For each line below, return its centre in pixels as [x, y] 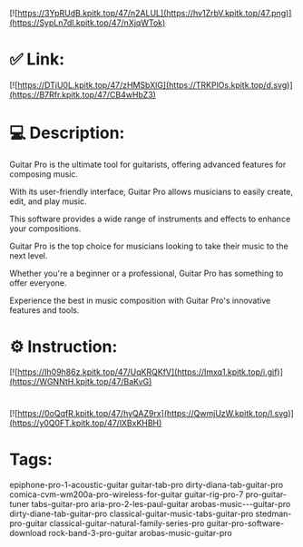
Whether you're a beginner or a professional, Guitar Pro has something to [147, 273]
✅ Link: [37, 59]
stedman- [274, 513]
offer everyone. [38, 283]
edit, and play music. [49, 201]
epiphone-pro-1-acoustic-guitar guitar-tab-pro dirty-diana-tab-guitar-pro [147, 484]
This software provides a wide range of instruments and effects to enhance [150, 219]
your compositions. [45, 228]
